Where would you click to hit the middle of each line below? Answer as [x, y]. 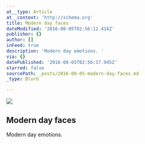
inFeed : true [23, 46]
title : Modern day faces [37, 23]
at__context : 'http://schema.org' [50, 17]
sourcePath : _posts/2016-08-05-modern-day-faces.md [72, 74]
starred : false [25, 68]
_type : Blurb [23, 79]
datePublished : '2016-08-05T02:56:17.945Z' [62, 62]
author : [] [20, 40]
